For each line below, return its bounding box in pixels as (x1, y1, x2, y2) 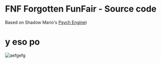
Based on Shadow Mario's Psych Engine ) (5, 19, 87, 25)
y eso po (5, 36, 40, 47)
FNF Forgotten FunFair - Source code (5, 3, 157, 15)
